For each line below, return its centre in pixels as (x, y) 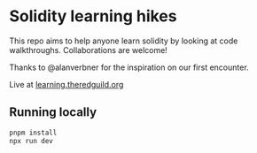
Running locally (53, 112)
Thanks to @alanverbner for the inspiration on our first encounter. (129, 67)
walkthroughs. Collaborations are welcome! (89, 50)
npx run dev (31, 141)
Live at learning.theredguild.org (66, 84)
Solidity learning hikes (93, 16)
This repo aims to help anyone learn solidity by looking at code (124, 41)
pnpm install (33, 133)
